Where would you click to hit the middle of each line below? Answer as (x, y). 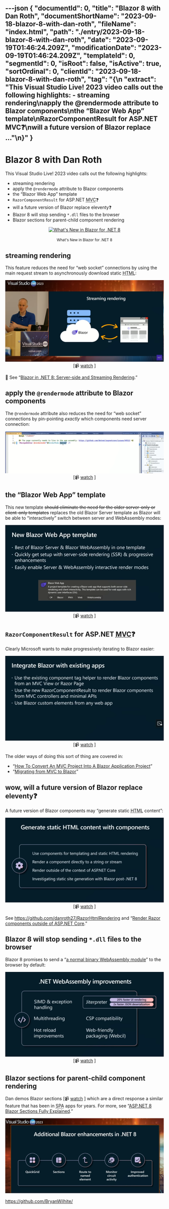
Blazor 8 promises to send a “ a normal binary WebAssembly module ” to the (83, 959)
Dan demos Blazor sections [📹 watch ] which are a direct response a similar (84, 1099)
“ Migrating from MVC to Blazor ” (46, 772)
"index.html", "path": (39, 32)
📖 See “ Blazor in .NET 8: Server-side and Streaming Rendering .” (71, 377)
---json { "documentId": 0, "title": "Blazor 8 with (83, 8)
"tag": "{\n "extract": (122, 80)
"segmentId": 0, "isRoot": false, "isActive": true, (83, 63)
